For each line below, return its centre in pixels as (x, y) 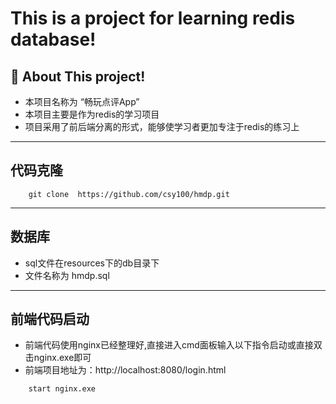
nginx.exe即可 (62, 358)
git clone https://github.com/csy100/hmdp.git (129, 194)
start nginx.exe (62, 389)
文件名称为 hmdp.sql (67, 275)
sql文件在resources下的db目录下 (92, 263)
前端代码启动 (50, 319)
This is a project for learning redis (153, 18)
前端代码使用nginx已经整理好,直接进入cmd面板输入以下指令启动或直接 (169, 345)
